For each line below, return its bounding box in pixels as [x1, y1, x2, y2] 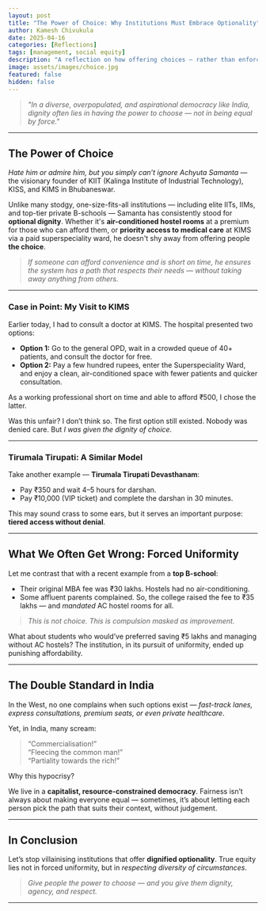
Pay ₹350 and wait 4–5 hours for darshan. [19, 485, 157, 494]
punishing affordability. [8, 648, 83, 658]
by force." [27, 116, 60, 126]
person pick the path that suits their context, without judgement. [8, 803, 218, 813]
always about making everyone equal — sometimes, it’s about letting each [8, 795, 250, 804]
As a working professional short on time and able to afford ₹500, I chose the [8, 392, 256, 402]
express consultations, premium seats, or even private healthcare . [8, 708, 225, 718]
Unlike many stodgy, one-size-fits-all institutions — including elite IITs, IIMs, [8, 200, 256, 210]
